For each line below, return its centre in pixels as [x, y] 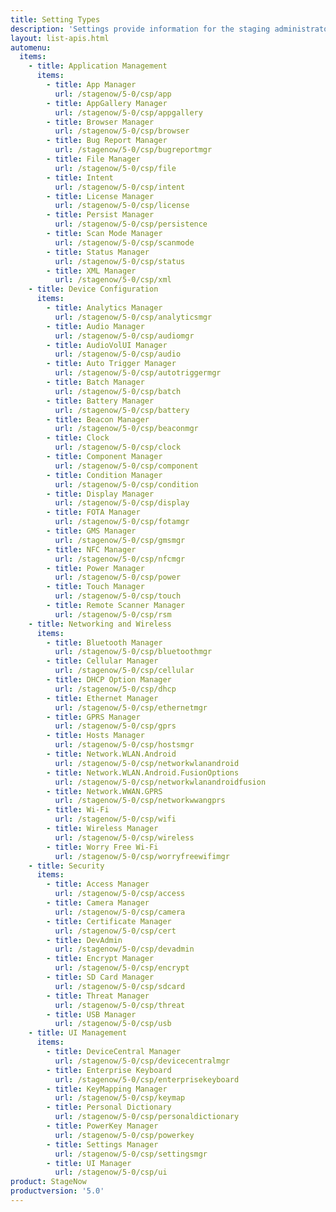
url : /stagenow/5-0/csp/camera [120, 912]
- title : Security [66, 866]
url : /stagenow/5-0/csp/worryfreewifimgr [142, 856]
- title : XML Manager [91, 271]
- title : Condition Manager [104, 475]
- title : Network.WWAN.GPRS [104, 791]
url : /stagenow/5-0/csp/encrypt [122, 968]
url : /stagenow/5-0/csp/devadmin [124, 949]
